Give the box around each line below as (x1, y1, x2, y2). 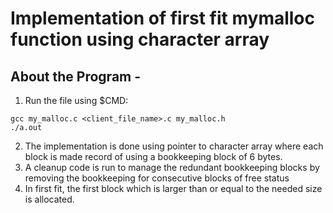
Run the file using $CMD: (24, 95, 129, 106)
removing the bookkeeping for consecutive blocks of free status (24, 172, 290, 184)
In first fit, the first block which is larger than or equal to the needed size (24, 183, 323, 194)
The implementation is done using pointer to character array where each (24, 140, 324, 152)
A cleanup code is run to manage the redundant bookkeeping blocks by (24, 162, 320, 173)
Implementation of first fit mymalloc (10, 7, 316, 30)
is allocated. (24, 193, 75, 205)
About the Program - (10, 68, 142, 85)
